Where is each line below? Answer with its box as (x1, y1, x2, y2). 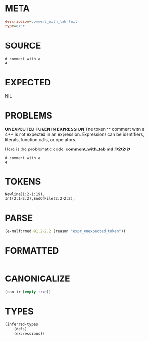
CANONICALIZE (5, 273, 71, 284)
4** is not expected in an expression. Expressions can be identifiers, (5, 131, 144, 137)
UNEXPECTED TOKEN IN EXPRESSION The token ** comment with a (5, 126, 145, 132)
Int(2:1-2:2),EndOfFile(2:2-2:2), (5, 196, 76, 201)
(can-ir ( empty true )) (5, 289, 51, 295)
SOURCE (5, 40, 41, 51)
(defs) (14, 326, 27, 331)
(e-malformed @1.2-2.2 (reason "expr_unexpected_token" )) (5, 229, 126, 234)
